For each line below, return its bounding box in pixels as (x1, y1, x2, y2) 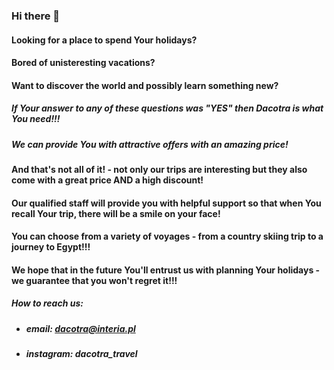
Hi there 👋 (11, 9, 61, 23)
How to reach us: (11, 297, 84, 309)
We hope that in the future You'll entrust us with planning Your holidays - (11, 264, 321, 276)
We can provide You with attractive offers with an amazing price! (11, 138, 289, 150)
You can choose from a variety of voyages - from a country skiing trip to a (11, 230, 324, 243)
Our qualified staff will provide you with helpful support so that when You (11, 197, 322, 209)
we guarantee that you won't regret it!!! (11, 274, 178, 286)
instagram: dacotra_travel (25, 348, 138, 360)
